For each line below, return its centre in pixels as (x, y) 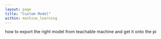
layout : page (18, 9)
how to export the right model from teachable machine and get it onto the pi (81, 32)
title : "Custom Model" (28, 14)
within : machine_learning (31, 18)
